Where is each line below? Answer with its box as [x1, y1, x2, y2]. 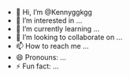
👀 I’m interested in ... [15, 16, 83, 25]
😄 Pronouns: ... [15, 53, 67, 62]
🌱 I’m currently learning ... [15, 24, 100, 33]
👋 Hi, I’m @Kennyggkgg [15, 8, 93, 16]
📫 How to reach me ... [15, 42, 89, 50]
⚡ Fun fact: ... [15, 61, 59, 71]
